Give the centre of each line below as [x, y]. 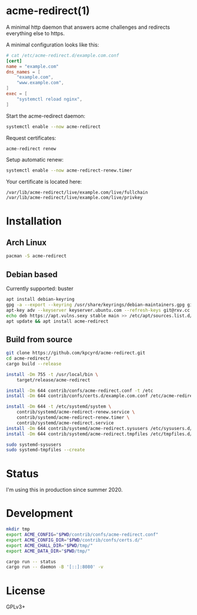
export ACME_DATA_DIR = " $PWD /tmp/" [48, 551]
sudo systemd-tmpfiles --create [45, 450]
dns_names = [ [23, 72]
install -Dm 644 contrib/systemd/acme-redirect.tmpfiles [77, 434]
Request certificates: [31, 138]
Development [40, 514]
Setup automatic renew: [35, 160]
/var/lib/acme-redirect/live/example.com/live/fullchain [77, 193]
